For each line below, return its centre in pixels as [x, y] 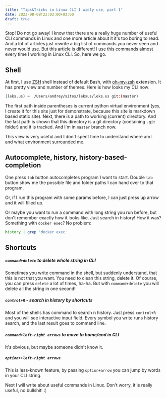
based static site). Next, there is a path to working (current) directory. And [81, 116]
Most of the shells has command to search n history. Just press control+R [81, 313]
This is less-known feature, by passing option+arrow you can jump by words [83, 370]
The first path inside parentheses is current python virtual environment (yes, [83, 106]
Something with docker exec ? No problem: [48, 223]
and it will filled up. [24, 202]
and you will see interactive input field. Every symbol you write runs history [82, 318]
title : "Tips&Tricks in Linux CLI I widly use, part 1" [64, 10]
